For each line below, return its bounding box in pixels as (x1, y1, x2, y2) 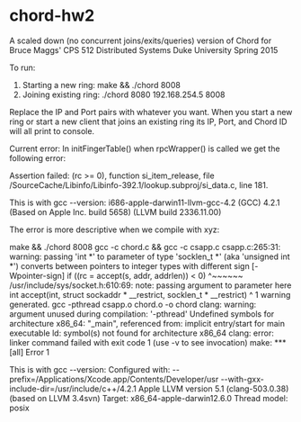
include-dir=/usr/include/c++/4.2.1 (9, 383, 137, 394)
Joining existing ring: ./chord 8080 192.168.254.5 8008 (22, 89, 226, 100)
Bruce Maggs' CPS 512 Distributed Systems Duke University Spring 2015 (9, 44, 279, 55)
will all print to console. (9, 125, 95, 136)
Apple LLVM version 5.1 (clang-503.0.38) (137, 383, 289, 394)
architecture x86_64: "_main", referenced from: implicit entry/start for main (9, 318, 286, 328)
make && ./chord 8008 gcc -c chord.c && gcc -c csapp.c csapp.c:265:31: (9, 241, 281, 252)
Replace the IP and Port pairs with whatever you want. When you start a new (9, 106, 293, 117)
